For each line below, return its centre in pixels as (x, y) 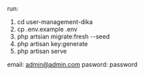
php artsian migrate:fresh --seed (63, 36)
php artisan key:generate (52, 44)
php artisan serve (42, 51)
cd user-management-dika (55, 22)
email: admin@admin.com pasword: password (72, 64)
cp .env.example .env (47, 29)
